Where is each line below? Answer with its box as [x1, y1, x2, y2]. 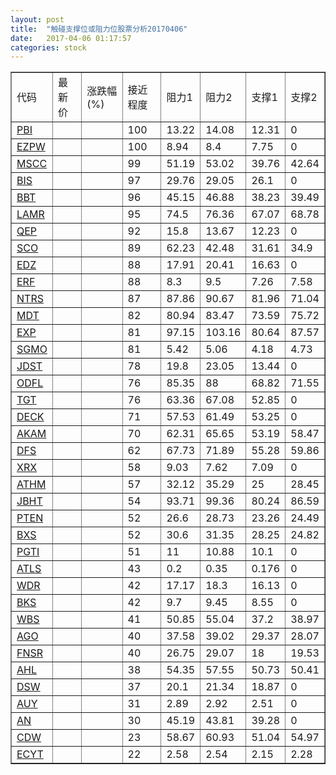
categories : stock [10, 42, 87, 53]
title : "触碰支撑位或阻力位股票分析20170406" [10, 24, 188, 34]
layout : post [10, 14, 65, 25]
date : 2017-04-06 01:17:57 [10, 33, 132, 43]
